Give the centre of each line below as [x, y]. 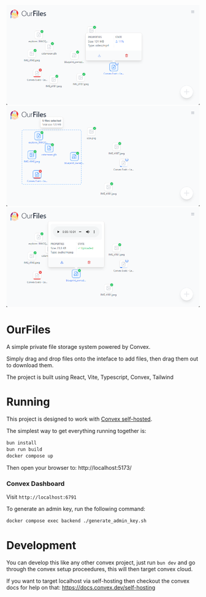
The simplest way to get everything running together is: [76, 431]
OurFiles [29, 330]
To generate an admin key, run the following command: [76, 509]
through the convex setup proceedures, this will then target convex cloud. [100, 569]
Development [41, 546]
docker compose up [30, 456]
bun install [21, 443]
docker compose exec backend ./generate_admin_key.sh [77, 521]
